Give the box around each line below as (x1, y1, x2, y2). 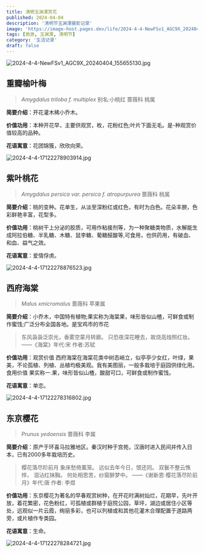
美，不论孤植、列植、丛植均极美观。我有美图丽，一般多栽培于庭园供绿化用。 (6, 361, 198, 369)
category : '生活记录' (6, 37, 58, 43)
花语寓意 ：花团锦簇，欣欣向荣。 (6, 142, 86, 149)
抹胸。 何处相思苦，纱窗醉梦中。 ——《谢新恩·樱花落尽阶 (49, 471, 192, 479)
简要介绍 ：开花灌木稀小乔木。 (6, 109, 81, 116)
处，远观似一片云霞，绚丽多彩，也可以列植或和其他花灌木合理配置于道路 (6, 507, 187, 514)
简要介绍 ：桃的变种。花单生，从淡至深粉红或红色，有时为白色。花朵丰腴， (6, 203, 192, 210)
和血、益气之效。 (6, 239, 49, 246)
